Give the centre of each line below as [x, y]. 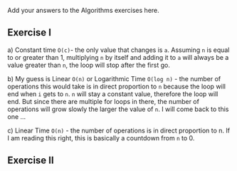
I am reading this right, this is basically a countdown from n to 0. [101, 138]
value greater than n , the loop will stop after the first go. [89, 65]
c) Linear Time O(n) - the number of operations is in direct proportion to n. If [119, 130]
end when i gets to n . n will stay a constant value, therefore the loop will [113, 94]
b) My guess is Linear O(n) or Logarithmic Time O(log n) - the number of [114, 78]
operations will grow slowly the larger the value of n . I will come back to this [118, 109]
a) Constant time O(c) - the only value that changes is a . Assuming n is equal [118, 50]
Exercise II [31, 161]
